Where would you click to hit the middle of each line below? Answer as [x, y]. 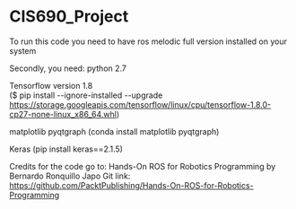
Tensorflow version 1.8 [51, 85]
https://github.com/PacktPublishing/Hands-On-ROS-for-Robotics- [131, 185]
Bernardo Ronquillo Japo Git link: [70, 176]
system [23, 50]
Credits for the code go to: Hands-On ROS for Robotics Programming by [143, 166]
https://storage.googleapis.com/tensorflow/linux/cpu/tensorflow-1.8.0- [140, 104]
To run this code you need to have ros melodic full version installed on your [148, 41]
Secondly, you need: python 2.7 [68, 68]
